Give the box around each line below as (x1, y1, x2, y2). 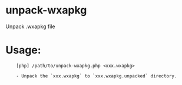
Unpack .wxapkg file (5, 23, 55, 30)
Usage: (5, 43, 42, 57)
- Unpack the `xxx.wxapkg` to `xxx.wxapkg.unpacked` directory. (16, 73, 177, 79)
